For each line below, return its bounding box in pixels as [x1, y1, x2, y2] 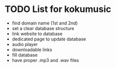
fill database [12, 51, 38, 58]
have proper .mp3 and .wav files [12, 57, 79, 63]
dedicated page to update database [12, 36, 86, 42]
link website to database [12, 30, 63, 36]
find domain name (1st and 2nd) [12, 20, 78, 26]
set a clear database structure [12, 25, 74, 31]
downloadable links [12, 46, 52, 52]
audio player [12, 41, 38, 47]
